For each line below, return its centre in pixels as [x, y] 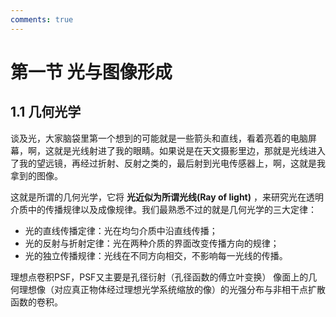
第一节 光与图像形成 [91, 72]
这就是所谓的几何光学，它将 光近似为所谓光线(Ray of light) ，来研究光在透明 [167, 197]
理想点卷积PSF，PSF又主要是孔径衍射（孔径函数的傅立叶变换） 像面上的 [159, 277]
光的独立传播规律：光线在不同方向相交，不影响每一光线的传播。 [156, 255]
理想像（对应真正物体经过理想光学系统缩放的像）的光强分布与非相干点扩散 [172, 289]
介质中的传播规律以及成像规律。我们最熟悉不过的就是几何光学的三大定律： [163, 209]
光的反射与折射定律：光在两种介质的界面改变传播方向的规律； [152, 243]
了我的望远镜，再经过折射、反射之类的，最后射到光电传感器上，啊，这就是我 [168, 163]
